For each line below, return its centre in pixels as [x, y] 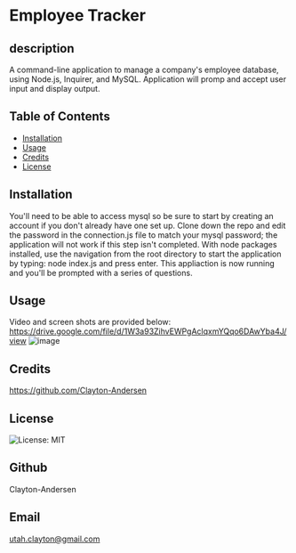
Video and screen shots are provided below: [90, 322]
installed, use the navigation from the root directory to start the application [145, 254]
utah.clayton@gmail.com [55, 539]
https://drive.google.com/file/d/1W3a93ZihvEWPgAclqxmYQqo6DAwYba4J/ [148, 331]
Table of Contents [60, 117]
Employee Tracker [78, 16]
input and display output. [55, 89]
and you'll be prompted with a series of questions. [101, 272]
